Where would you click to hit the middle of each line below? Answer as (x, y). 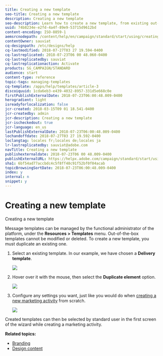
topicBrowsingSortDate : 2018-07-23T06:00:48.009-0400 (61, 168)
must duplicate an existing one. (36, 244)
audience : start (21, 73)
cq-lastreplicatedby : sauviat (36, 59)
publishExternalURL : (26, 159)
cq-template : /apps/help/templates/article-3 (52, 86)
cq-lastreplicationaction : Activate (42, 64)
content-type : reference (30, 77)
